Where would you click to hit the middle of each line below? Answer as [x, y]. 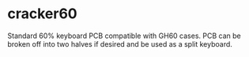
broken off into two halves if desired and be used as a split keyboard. [120, 44]
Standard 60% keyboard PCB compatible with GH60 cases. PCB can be [124, 36]
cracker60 [42, 14]
